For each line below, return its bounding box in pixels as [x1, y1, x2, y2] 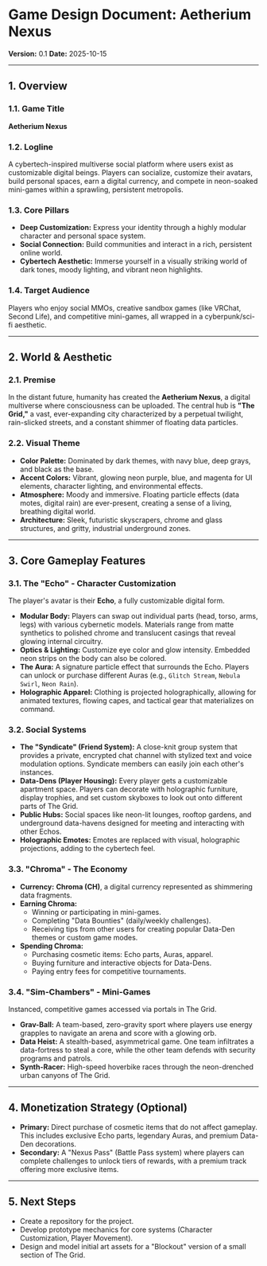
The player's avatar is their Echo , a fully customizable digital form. [8, 596, 225, 606]
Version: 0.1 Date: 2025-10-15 [8, 49, 107, 58]
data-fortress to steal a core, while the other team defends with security [19, 1045, 256, 1055]
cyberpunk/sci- [204, 311, 256, 321]
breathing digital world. [19, 506, 96, 516]
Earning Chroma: [19, 898, 78, 908]
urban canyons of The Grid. [19, 1071, 110, 1080]
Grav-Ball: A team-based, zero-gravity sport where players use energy [19, 1020, 253, 1030]
